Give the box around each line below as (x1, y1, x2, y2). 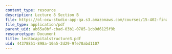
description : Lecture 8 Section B (5, 12, 79, 17)
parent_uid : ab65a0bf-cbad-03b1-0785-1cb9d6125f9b (5, 27, 116, 32)
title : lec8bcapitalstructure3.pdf (5, 37, 81, 42)
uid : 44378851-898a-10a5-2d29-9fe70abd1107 (5, 41, 100, 46)
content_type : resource (5, 7, 56, 13)
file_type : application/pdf (5, 22, 66, 27)
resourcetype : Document (5, 31, 56, 37)
